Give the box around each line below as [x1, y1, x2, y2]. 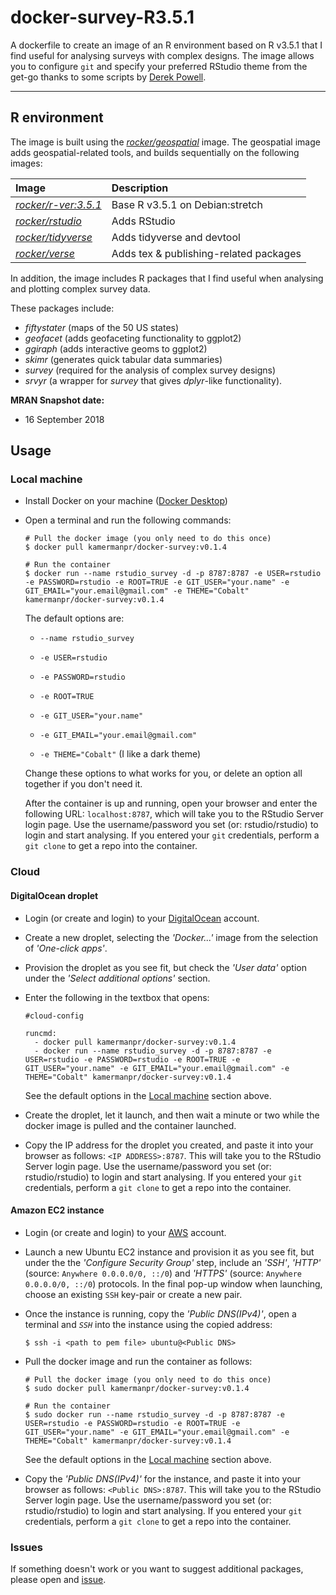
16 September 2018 [24, 413, 105, 425]
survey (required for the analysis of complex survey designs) [24, 364, 277, 376]
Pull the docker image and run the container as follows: [24, 1355, 253, 1367]
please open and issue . [10, 1574, 107, 1586]
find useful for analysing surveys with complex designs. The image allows [10, 49, 315, 61]
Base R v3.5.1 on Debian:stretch [111, 197, 263, 211]
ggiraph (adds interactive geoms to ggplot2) [24, 342, 208, 355]
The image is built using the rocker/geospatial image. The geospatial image [10, 136, 321, 148]
